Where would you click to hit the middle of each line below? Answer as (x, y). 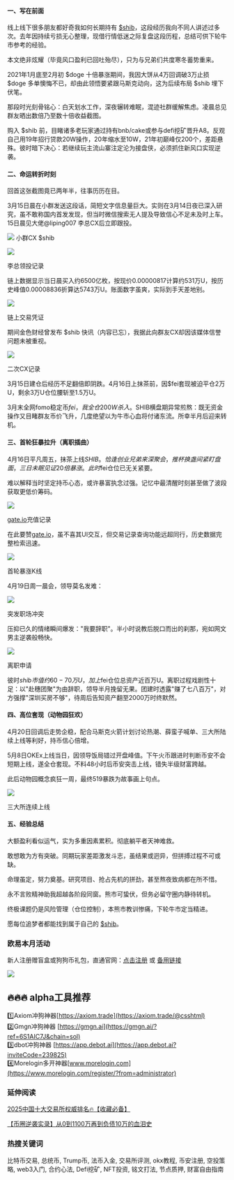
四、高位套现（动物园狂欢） (47, 715)
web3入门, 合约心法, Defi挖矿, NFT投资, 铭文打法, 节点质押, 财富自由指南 (120, 1169)
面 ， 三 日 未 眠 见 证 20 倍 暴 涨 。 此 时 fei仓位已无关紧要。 (82, 467)
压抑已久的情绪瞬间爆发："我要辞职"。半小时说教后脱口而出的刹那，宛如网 (114, 628)
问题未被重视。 (29, 341)
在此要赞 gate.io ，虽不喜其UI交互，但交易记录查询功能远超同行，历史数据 (112, 534)
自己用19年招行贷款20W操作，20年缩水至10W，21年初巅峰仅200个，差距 (112, 139)
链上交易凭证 (25, 317)
